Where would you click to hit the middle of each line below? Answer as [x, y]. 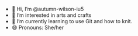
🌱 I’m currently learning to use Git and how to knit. [72, 21]
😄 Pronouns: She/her [38, 27]
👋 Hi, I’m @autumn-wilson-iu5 [48, 9]
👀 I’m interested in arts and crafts [51, 15]
